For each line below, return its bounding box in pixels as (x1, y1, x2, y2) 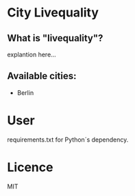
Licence (7, 160, 53, 175)
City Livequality (7, 5, 99, 21)
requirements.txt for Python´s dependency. (7, 135, 129, 144)
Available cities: (7, 70, 77, 82)
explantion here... (7, 50, 56, 58)
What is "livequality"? (7, 32, 103, 44)
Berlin (16, 88, 34, 97)
